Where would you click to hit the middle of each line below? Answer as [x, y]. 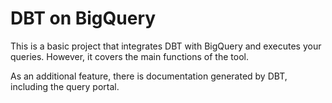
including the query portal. [65, 86]
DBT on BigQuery [83, 18]
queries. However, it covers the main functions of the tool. [129, 56]
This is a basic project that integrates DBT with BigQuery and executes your [166, 46]
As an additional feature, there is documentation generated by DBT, [149, 76]
